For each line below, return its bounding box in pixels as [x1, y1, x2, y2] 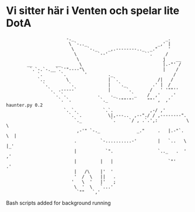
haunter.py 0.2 [6, 102, 43, 108]
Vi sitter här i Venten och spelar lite [6, 4, 180, 18]
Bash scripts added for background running [6, 199, 111, 206]
